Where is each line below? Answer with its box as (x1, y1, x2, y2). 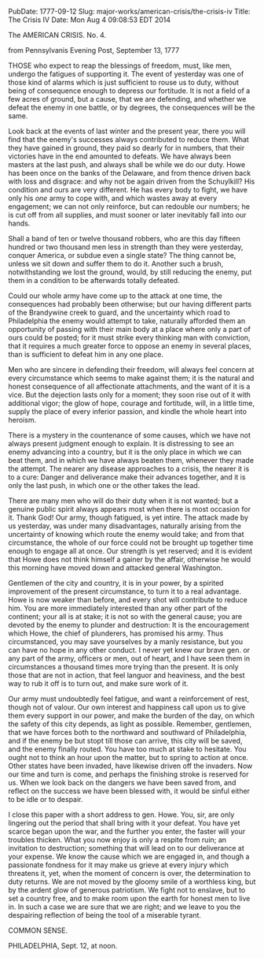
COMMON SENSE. (8, 926, 68, 935)
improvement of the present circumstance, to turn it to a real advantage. (8, 587, 242, 596)
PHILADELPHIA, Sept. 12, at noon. (8, 941, 118, 950)
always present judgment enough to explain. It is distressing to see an (8, 439, 234, 448)
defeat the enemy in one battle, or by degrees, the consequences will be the (8, 103, 255, 112)
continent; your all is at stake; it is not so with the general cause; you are (8, 612, 242, 621)
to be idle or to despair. (8, 795, 83, 803)
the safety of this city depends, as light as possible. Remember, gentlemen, (8, 719, 252, 729)
